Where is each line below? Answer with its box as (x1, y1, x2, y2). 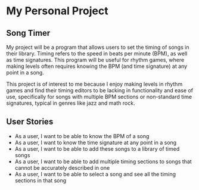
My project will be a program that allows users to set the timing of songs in (6, 43, 189, 51)
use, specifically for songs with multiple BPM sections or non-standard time (6, 94, 192, 100)
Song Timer (6, 28, 51, 38)
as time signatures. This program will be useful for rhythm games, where (6, 57, 185, 63)
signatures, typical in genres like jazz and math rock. (6, 99, 135, 107)
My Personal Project (6, 4, 108, 18)
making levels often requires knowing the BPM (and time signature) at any (6, 63, 188, 70)
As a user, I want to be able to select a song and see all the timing (14, 170, 176, 177)
